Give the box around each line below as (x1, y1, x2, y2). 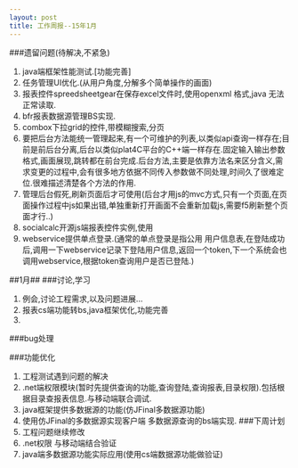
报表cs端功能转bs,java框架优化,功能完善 (21, 304, 169, 315)
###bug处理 (9, 333, 55, 343)
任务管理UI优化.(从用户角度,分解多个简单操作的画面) (21, 77, 213, 87)
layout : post (9, 12, 58, 22)
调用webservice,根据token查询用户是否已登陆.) (21, 255, 195, 266)
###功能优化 (9, 351, 56, 362)
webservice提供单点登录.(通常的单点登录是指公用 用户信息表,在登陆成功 (21, 233, 286, 243)
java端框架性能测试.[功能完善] (21, 66, 132, 77)
